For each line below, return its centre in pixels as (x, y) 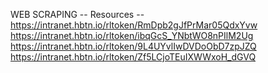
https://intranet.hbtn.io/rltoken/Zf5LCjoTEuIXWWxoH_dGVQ (133, 57)
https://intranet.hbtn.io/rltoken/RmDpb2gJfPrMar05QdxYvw (134, 25)
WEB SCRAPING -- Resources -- (77, 14)
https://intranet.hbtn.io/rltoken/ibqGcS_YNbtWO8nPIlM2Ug (132, 35)
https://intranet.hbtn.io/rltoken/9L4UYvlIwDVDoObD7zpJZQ (133, 46)
